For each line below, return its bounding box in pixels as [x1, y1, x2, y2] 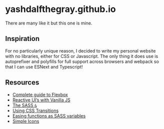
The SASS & [12, 102, 37, 108]
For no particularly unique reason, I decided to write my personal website [5, 47, 156, 53]
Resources [5, 78, 39, 87]
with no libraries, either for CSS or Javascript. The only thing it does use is [5, 53, 158, 59]
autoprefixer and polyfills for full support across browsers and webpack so [5, 58, 159, 64]
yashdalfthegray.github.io [5, 3, 116, 15]
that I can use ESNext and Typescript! [5, 63, 83, 69]
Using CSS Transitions [12, 107, 59, 113]
